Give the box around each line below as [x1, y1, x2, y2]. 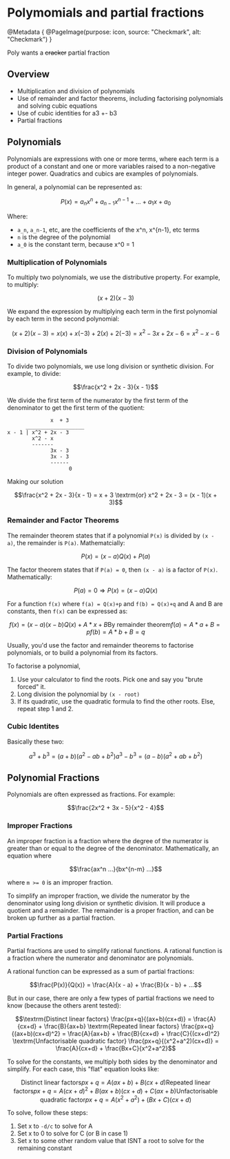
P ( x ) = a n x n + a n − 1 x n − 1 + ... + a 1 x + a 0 [60, 196, 171, 207]
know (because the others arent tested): [7, 1001, 122, 1010]
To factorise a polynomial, [7, 661, 81, 670]
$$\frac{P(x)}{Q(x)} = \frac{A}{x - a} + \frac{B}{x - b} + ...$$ [30, 980, 202, 989]
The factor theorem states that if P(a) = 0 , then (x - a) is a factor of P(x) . [7, 565, 218, 574]
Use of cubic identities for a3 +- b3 [17, 109, 117, 117]
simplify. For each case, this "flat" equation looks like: [7, 1064, 160, 1073]
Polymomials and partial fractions [7, 5, 205, 21]
